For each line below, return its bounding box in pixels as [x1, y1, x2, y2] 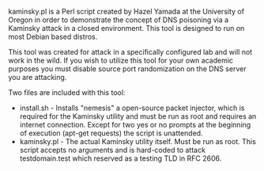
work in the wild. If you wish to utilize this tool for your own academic [8, 55, 234, 65]
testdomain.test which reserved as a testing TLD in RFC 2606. [19, 154, 222, 163]
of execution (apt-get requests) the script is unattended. [19, 128, 203, 138]
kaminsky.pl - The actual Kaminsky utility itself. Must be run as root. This [19, 137, 257, 146]
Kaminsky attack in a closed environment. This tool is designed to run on [8, 24, 245, 32]
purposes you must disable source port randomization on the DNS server [8, 64, 247, 74]
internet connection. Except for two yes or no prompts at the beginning [19, 120, 251, 129]
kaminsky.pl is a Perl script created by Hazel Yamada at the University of [8, 7, 245, 16]
